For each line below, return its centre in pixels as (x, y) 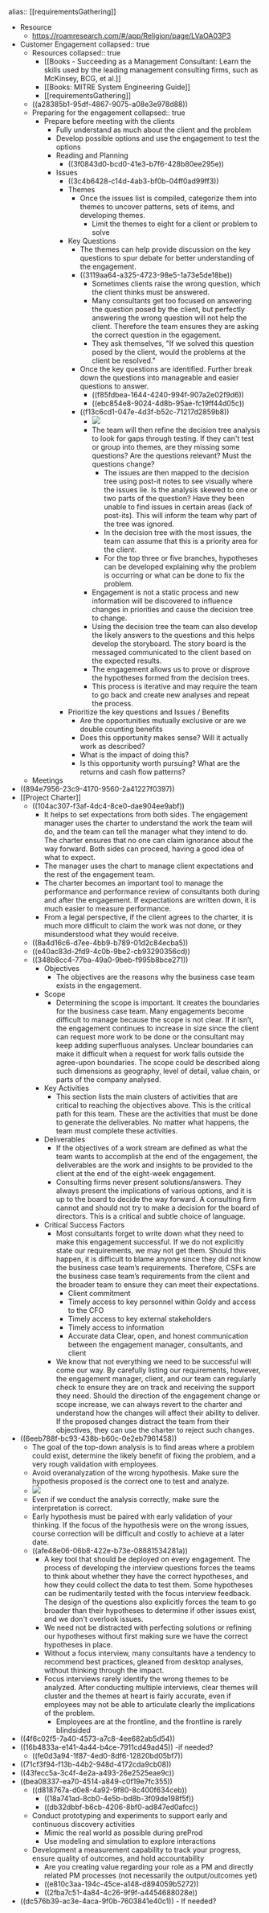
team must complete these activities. (117, 1131)
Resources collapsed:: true (76, 53)
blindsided (73, 1730)
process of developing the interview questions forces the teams (149, 1567)
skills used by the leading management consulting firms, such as (151, 70)
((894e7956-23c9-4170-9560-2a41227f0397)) (97, 789)
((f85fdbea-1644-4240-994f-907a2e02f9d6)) (168, 395)
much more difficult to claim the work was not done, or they (143, 926)
